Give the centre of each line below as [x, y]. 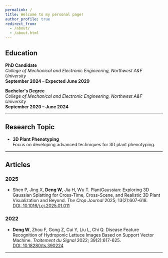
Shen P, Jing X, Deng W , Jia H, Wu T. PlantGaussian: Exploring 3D [81, 190]
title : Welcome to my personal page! [44, 14]
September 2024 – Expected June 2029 [47, 81]
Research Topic [30, 127]
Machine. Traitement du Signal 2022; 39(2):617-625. [66, 240]
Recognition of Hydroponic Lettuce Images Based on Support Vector [83, 235]
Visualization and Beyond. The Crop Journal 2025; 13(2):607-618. [80, 201]
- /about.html [24, 33]
